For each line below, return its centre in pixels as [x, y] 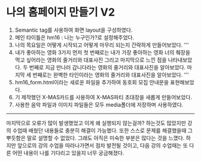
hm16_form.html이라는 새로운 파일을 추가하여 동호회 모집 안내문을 [92, 82]
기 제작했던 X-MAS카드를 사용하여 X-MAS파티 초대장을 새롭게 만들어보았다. [103, 97]
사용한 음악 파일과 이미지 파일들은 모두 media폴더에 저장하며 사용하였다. [99, 105]
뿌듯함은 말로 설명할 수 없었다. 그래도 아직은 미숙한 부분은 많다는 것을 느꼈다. [95, 137]
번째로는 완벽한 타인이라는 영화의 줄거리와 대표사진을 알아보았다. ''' [111, 75]
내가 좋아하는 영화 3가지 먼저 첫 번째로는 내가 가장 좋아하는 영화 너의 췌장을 [102, 52]
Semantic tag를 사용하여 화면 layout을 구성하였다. [74, 30]
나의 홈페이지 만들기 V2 [61, 12]
